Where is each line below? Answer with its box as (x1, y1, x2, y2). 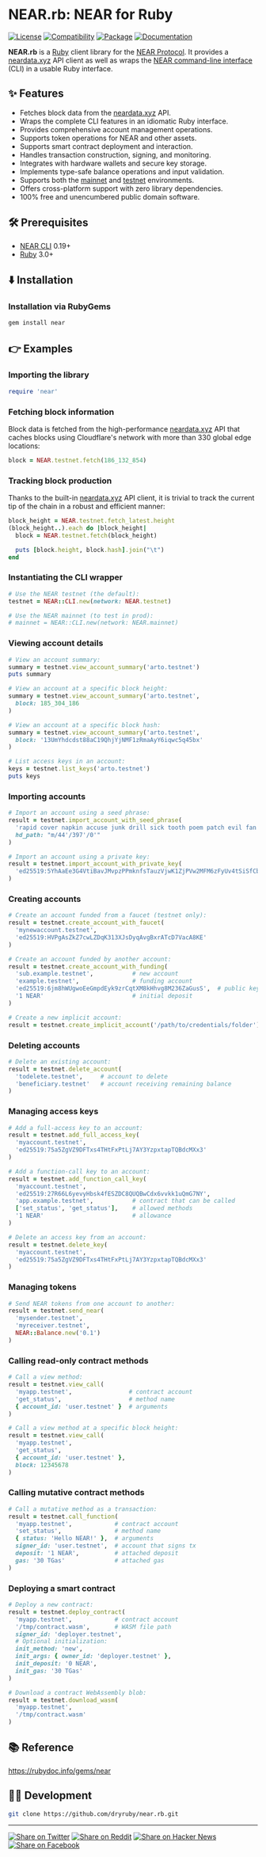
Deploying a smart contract (8, 1582, 116, 1593)
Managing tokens (8, 1281, 77, 1292)
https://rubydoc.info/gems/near (8, 1766, 111, 1775)
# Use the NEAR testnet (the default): (8, 590, 140, 598)
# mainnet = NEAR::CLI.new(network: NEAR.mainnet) (8, 619, 179, 627)
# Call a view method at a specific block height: (8, 1424, 179, 1433)
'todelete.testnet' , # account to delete (15, 1072, 169, 1080)
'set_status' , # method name (15, 1527, 161, 1535)
